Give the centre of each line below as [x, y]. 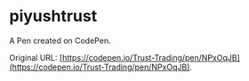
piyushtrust [53, 16]
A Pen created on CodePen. [60, 40]
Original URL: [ [36, 57]
